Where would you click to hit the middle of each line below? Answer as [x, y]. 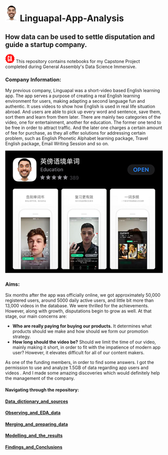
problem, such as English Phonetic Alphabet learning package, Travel [77, 138]
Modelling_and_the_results [34, 435]
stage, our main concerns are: [36, 316]
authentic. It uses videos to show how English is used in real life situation [80, 107]
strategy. [21, 337]
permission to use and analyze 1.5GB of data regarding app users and [77, 368]
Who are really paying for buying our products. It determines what [82, 326]
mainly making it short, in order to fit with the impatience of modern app [86, 347]
